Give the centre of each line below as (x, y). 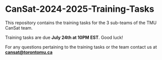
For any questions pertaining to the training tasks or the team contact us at (81, 47)
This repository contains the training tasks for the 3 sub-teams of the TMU (81, 23)
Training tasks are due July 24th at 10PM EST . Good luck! (64, 37)
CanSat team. (19, 28)
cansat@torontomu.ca (29, 52)
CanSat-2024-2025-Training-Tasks (80, 9)
